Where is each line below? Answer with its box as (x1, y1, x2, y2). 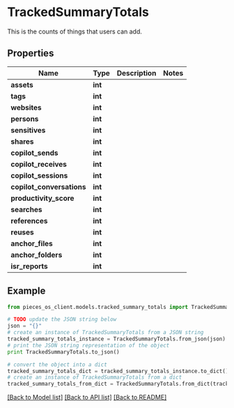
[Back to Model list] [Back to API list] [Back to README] (7, 393, 167, 402)
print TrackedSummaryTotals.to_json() (7, 348, 120, 356)
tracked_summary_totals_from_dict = (7, 381, 114, 388)
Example (7, 285, 46, 297)
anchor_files (10, 239, 54, 248)
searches (10, 204, 42, 214)
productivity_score (10, 193, 75, 203)
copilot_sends (10, 148, 58, 158)
